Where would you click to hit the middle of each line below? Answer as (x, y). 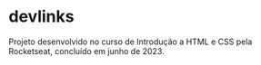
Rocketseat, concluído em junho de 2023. (86, 51)
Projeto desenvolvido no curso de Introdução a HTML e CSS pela (130, 42)
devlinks (41, 17)
